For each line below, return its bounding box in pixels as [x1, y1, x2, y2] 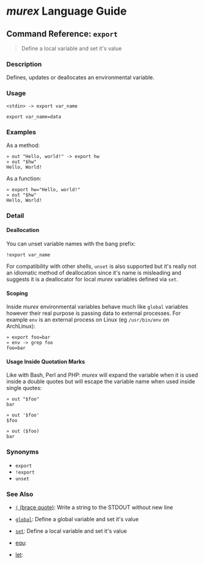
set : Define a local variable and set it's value [15, 527, 127, 535]
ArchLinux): [6, 322, 35, 330]
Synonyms [6, 447, 39, 456]
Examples [6, 128, 37, 136]
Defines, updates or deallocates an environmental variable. [6, 74, 155, 81]
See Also [6, 490, 34, 498]
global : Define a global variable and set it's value [15, 516, 139, 523]
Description [6, 60, 42, 68]
